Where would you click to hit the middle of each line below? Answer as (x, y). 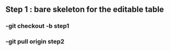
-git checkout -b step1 (37, 26)
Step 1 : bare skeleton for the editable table (85, 10)
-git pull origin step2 (35, 42)
